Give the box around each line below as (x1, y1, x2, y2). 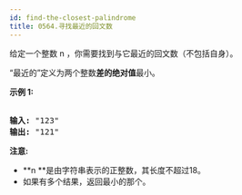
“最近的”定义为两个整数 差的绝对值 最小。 (9, 67, 161, 78)
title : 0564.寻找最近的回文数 (9, 22, 114, 31)
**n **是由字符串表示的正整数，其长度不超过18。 (22, 164, 207, 175)
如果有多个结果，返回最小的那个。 (22, 176, 151, 187)
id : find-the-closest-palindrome (9, 13, 136, 23)
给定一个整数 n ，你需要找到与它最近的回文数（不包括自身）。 (9, 47, 238, 59)
